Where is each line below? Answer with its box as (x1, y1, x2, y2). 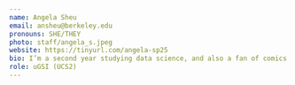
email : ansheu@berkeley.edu (9, 21, 113, 30)
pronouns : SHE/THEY (9, 29, 82, 38)
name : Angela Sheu (9, 12, 77, 22)
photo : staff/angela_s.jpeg (9, 37, 113, 47)
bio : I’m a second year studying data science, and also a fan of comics (9, 54, 288, 63)
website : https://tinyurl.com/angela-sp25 (9, 46, 168, 55)
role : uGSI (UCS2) (9, 63, 77, 72)
